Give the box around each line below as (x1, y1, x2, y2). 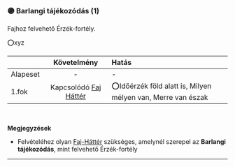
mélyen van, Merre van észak (111, 93, 208, 103)
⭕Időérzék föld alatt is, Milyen (111, 81, 212, 91)
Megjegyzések (7, 124, 52, 133)
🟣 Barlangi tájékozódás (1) (7, 6, 100, 15)
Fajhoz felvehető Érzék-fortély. (7, 24, 96, 33)
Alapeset (10, 69, 41, 79)
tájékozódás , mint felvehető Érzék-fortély (17, 145, 138, 154)
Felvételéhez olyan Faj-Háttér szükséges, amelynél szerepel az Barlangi (17, 138, 226, 146)
